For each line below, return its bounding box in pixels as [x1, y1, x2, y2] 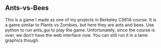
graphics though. [5, 37, 40, 43]
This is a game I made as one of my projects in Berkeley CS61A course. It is [5, 16, 157, 22]
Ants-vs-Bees [5, 4, 49, 12]
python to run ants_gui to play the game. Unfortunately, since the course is [5, 27, 155, 33]
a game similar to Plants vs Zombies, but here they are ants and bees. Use [5, 22, 154, 28]
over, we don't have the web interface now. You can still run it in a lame [5, 32, 148, 38]
